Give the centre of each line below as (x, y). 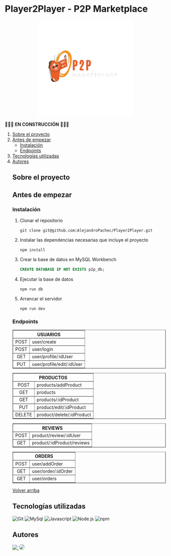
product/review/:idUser (56, 435)
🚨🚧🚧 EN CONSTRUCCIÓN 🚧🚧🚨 (37, 124)
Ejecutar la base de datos (46, 279)
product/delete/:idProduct (64, 414)
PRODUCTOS (53, 377)
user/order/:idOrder (52, 471)
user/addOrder (47, 464)
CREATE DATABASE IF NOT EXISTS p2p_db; (62, 270)
